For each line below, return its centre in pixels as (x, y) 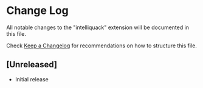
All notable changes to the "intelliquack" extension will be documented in (98, 27)
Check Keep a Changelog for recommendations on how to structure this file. (102, 46)
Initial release (32, 79)
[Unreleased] (32, 65)
